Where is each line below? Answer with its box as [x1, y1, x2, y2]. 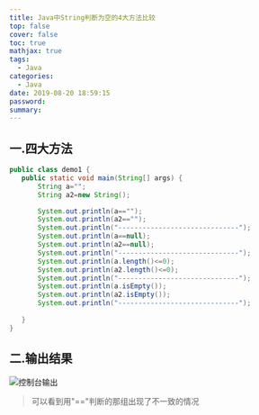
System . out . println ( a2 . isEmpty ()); [37, 290, 171, 300]
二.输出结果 [9, 351, 74, 366]
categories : [9, 72, 54, 81]
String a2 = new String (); [37, 190, 130, 199]
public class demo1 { [9, 166, 91, 175]
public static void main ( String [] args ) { [21, 173, 183, 183]
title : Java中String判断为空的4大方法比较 [9, 13, 156, 23]
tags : [9, 55, 30, 64]
